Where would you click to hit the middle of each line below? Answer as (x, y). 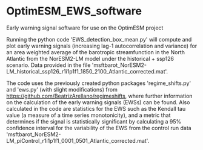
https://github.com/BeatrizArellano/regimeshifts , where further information (99, 96)
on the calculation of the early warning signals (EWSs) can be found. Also (98, 102)
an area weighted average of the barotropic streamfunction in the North (96, 52)
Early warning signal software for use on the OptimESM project (85, 28)
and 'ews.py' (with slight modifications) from (62, 89)
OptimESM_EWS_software (74, 11)
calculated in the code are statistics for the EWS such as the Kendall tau (96, 108)
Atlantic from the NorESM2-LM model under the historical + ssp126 (90, 58)
